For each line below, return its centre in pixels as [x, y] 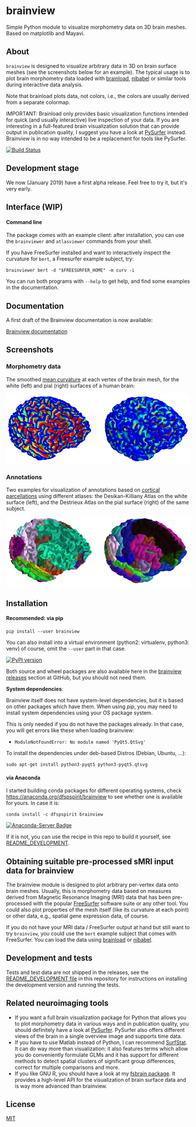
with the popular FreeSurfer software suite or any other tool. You [111, 903]
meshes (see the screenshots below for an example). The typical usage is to [98, 72]
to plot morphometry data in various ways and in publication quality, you [102, 1023]
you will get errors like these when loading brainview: [70, 730]
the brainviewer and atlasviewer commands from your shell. [79, 241]
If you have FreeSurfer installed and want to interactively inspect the [88, 253]
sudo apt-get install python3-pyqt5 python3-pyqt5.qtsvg [77, 764]
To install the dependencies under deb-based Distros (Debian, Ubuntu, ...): [96, 753]
